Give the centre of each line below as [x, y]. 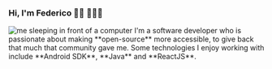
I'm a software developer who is [188, 31]
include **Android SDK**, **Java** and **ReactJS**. [103, 57]
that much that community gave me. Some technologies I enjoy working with [136, 48]
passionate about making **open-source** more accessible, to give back [131, 39]
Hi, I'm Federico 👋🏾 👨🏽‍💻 [56, 13]
